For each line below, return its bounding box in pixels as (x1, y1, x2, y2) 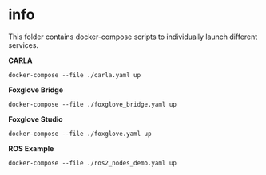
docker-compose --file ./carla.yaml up (8, 71, 141, 79)
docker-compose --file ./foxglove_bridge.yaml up (8, 100, 177, 108)
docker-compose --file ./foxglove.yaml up (8, 130, 152, 138)
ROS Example (8, 143, 54, 153)
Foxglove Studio (8, 114, 63, 124)
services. (8, 40, 38, 49)
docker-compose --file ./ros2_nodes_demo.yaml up (8, 159, 177, 167)
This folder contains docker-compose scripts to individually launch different (8, 32, 258, 41)
